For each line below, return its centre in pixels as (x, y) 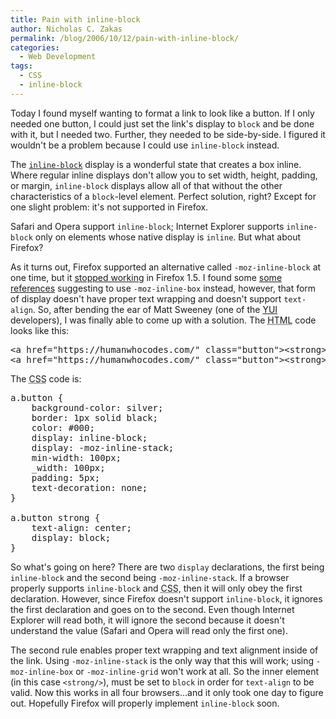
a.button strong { (55, 517)
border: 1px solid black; (95, 417)
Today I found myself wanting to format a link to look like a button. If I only (162, 113)
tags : (21, 66)
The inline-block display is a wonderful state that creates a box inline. (156, 164)
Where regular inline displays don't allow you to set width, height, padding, (164, 175)
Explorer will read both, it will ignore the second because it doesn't (147, 620)
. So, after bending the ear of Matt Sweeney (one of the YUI (155, 309)
